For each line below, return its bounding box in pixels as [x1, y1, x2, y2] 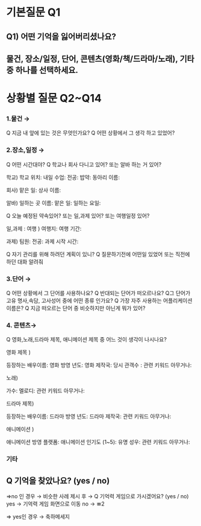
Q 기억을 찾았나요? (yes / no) [6, 475, 110, 486]
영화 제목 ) [6, 349, 31, 356]
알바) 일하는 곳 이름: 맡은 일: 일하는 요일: [6, 199, 101, 206]
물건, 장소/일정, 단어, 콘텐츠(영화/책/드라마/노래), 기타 [6, 54, 194, 64]
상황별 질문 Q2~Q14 [6, 92, 102, 106]
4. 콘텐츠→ [6, 321, 37, 329]
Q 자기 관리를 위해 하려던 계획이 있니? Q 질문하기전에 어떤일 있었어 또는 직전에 [6, 250, 190, 258]
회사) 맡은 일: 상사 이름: [6, 186, 61, 194]
